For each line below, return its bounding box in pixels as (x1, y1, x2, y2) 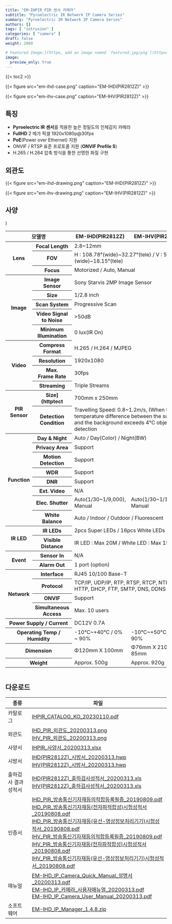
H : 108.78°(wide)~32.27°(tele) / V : (74, 251, 162, 259)
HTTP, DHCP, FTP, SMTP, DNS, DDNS (74, 586, 166, 593)
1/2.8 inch (74, 291, 99, 298)
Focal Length (35, 243, 69, 250)
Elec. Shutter (36, 500, 68, 507)
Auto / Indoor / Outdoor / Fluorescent (74, 514, 164, 521)
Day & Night (37, 435, 67, 442)
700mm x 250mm (74, 394, 118, 401)
